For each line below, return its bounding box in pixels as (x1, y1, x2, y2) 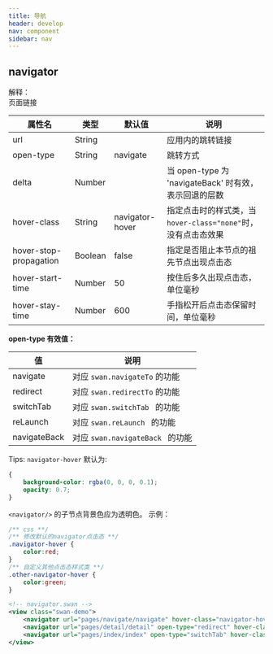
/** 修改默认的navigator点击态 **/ (8, 533, 119, 541)
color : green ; (23, 578, 67, 586)
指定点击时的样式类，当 (166, 205, 257, 216)
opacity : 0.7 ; (23, 486, 71, 494)
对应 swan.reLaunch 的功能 (71, 416, 176, 428)
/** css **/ (8, 525, 49, 534)
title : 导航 (8, 11, 46, 20)
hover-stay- (12, 300, 62, 312)
